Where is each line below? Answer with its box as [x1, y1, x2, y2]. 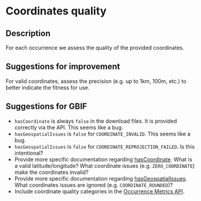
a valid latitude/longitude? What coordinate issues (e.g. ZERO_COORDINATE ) [14, 162, 195, 169]
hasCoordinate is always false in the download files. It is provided [14, 117, 178, 125]
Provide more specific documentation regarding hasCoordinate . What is [14, 155, 193, 163]
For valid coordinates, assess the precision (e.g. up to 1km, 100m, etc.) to [5, 77, 187, 85]
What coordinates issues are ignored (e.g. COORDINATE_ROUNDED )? [14, 181, 173, 188]
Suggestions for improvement [5, 61, 120, 72]
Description [5, 28, 51, 39]
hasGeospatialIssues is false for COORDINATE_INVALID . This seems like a [14, 130, 191, 137]
